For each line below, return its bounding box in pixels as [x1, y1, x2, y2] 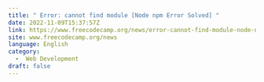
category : [8, 48, 41, 55]
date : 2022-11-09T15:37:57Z [8, 19, 101, 27]
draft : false [8, 62, 51, 70]
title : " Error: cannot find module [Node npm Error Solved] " [8, 11, 220, 20]
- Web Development [15, 55, 79, 63]
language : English [8, 41, 68, 48]
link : [8, 26, 26, 34]
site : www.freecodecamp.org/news [8, 33, 118, 41]
